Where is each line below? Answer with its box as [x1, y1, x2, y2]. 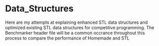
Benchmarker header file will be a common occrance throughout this [5, 30, 145, 36]
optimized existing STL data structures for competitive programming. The [5, 24, 155, 30]
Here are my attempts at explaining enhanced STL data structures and [5, 19, 148, 25]
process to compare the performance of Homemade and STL [5, 35, 130, 41]
